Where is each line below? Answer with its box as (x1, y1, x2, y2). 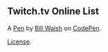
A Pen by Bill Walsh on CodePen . (7, 24, 102, 32)
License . (7, 37, 32, 46)
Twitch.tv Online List (7, 6, 100, 17)
